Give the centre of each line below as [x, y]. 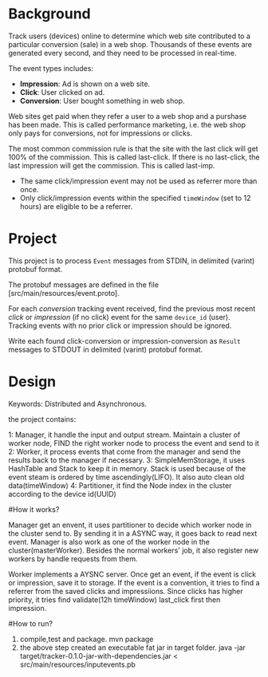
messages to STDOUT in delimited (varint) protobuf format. [106, 349]
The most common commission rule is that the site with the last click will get [133, 148]
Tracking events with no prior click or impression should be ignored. [120, 325]
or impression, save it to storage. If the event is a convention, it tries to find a [134, 582]
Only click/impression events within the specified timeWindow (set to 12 [135, 198]
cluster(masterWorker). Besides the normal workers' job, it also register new [134, 550]
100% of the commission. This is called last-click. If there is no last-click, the [134, 157]
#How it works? [34, 509]
